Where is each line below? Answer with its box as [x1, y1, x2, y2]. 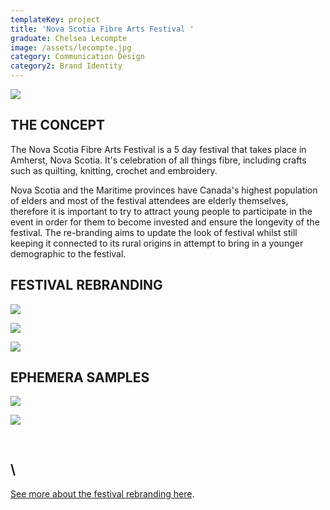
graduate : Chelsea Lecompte [10, 33, 128, 43]
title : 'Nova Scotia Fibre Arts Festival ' [10, 24, 195, 34]
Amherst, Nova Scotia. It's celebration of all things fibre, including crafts [10, 154, 307, 166]
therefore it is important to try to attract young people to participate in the [10, 205, 313, 217]
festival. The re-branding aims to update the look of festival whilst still [10, 226, 298, 238]
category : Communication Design [10, 52, 145, 62]
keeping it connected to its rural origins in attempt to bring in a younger [10, 237, 304, 249]
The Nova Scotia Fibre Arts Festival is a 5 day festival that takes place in [10, 143, 307, 155]
